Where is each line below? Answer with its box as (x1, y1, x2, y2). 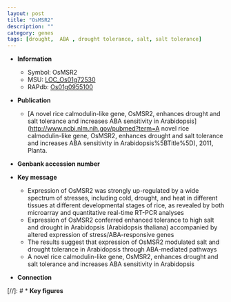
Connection (17, 274, 52, 282)
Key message (17, 173, 57, 182)
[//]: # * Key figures (7, 287, 63, 295)
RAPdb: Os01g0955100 (27, 83, 93, 91)
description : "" (7, 23, 54, 30)
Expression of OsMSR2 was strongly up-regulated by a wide (27, 187, 199, 195)
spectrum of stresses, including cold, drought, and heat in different (27, 194, 218, 202)
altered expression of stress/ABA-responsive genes (27, 231, 174, 239)
